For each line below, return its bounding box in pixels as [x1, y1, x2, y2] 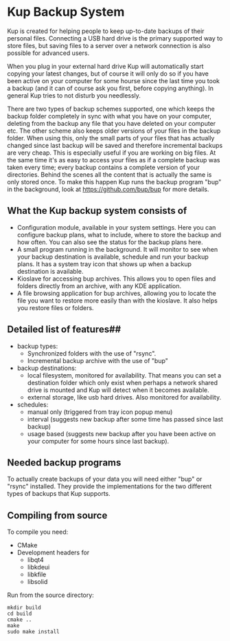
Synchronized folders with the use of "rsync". [27, 349, 157, 358]
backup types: [16, 342, 58, 350]
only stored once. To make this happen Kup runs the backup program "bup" [7, 177, 222, 186]
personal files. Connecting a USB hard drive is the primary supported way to [7, 34, 223, 42]
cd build [7, 610, 32, 618]
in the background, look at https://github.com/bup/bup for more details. [7, 185, 209, 193]
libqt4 [27, 556, 44, 564]
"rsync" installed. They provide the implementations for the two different [7, 482, 212, 490]
